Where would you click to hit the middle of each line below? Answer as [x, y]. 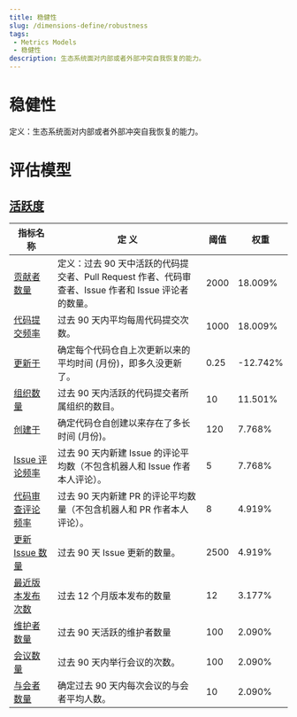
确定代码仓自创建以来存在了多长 [124, 423]
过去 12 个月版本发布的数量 [114, 596]
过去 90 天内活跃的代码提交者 [118, 393]
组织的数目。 [93, 406]
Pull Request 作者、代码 [133, 277]
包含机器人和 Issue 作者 [141, 466]
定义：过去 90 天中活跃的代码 [118, 263]
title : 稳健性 [33, 17]
